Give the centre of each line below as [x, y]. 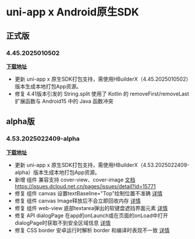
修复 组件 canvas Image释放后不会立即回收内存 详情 [78, 201]
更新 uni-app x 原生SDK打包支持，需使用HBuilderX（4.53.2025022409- [102, 165]
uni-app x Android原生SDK [73, 12]
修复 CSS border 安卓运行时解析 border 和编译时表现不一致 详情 [92, 230]
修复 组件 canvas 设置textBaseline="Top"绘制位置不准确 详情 [89, 193]
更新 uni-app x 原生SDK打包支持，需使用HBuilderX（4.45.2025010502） [103, 79]
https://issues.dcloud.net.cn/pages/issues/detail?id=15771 [85, 186]
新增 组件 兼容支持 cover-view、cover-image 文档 [75, 179]
